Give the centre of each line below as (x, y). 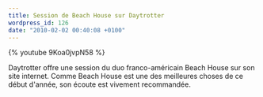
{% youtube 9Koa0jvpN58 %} (57, 53)
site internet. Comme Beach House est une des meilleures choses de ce (126, 76)
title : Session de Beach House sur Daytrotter (86, 15)
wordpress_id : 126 (38, 23)
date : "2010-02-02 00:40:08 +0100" (67, 30)
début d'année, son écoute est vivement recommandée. (100, 84)
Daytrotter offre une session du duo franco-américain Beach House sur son (131, 68)
